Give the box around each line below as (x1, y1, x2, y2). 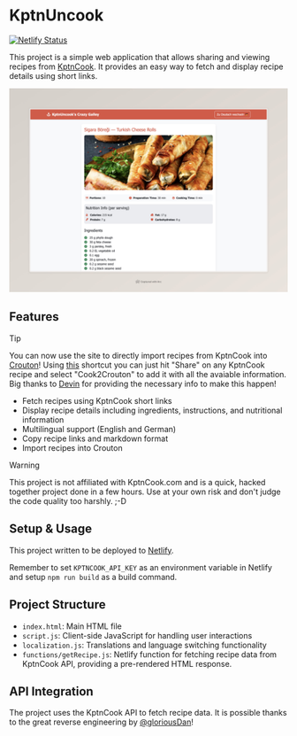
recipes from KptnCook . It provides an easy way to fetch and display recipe (9, 61, 284, 72)
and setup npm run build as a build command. (9, 571, 178, 582)
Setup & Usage (9, 522, 93, 537)
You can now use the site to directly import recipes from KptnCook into (9, 350, 268, 360)
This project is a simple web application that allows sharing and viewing (9, 51, 270, 62)
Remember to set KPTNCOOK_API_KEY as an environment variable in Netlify (9, 562, 272, 572)
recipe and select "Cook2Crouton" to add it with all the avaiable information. (9, 368, 287, 379)
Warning (9, 460, 40, 470)
